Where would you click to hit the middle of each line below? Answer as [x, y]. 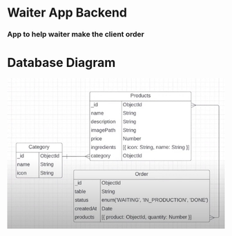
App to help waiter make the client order [76, 35]
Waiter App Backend [67, 13]
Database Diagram [61, 63]
